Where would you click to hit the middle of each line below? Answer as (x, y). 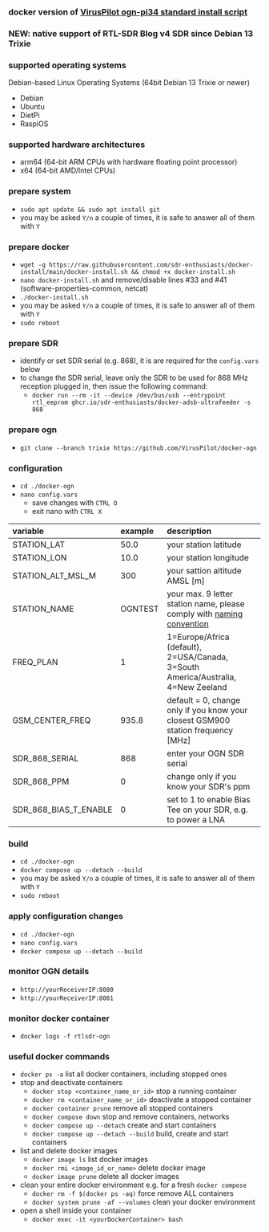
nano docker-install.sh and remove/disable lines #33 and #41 (123, 280)
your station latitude (204, 545)
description (189, 531)
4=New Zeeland (197, 687)
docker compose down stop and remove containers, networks (130, 1117)
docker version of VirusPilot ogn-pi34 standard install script (128, 12)
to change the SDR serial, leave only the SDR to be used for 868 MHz (134, 378)
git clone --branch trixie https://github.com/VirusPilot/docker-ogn (139, 448)
